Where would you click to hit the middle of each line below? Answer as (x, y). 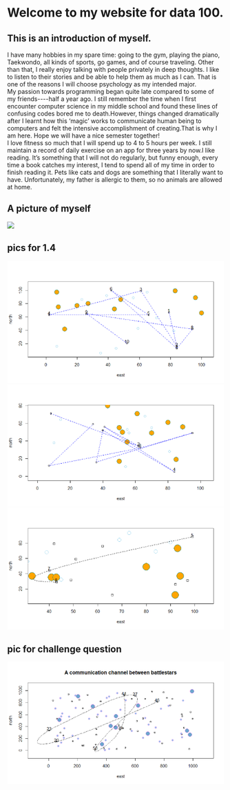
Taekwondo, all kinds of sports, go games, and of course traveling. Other (111, 62)
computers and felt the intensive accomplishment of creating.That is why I (112, 128)
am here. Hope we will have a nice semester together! (84, 135)
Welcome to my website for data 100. (115, 13)
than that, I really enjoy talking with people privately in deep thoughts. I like (113, 69)
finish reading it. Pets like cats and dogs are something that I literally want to (115, 172)
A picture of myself (49, 209)
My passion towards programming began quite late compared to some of (111, 92)
